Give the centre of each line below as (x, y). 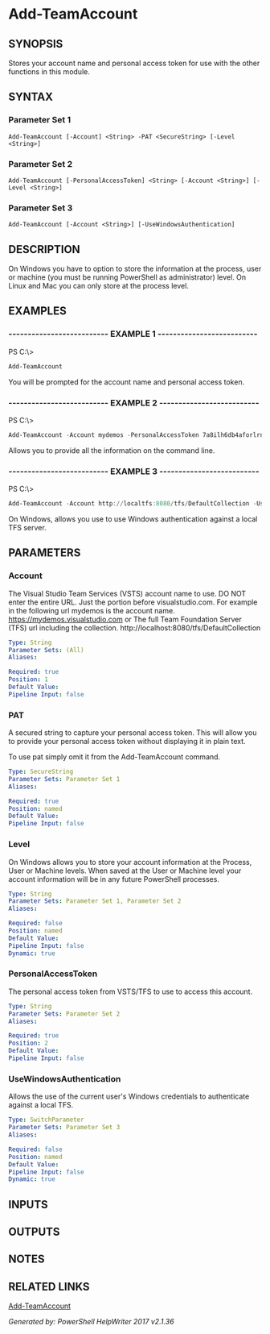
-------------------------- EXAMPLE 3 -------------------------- (134, 471)
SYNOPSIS (36, 44)
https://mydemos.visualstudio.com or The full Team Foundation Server (125, 619)
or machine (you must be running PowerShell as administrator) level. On (127, 277)
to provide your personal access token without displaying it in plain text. (127, 742)
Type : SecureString (41, 772)
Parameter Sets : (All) (46, 650)
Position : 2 (28, 1043)
